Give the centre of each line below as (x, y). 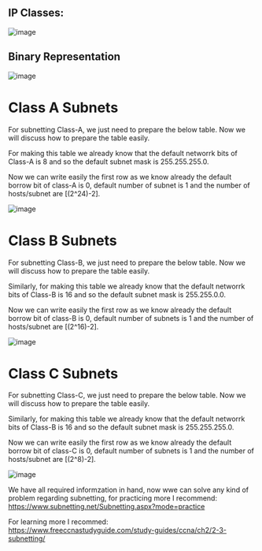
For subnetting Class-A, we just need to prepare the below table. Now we (127, 129)
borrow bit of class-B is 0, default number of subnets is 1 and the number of (131, 318)
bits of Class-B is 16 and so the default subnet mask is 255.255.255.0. (121, 427)
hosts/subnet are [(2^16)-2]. (54, 326)
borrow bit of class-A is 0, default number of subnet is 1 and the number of (129, 185)
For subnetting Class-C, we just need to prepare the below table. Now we (127, 395)
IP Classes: (36, 13)
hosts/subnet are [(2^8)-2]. (52, 460)
